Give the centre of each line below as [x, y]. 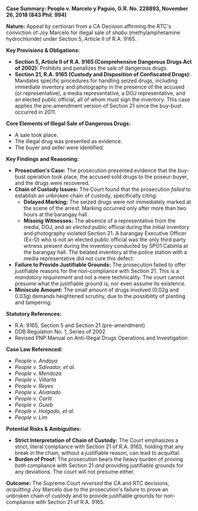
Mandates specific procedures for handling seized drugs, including [96, 80]
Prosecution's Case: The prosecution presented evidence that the [95, 170]
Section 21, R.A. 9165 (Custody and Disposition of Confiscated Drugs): [103, 74]
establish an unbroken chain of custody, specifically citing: [86, 195]
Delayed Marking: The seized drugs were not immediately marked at [107, 202]
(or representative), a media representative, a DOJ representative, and [100, 93]
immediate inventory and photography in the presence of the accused [99, 87]
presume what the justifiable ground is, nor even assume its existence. [100, 284]
